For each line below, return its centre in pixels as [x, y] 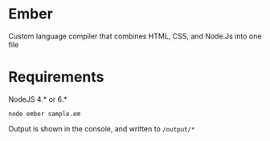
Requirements [56, 77]
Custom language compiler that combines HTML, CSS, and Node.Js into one [135, 36]
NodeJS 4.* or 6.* [38, 99]
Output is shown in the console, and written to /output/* [102, 128]
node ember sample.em [45, 114]
